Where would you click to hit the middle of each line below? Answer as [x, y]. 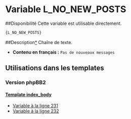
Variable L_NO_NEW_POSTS [66, 9]
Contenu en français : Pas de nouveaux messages [63, 52]
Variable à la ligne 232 [36, 111]
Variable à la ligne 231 [35, 106]
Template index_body [29, 94]
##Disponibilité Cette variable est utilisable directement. [63, 23]
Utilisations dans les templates [55, 68]
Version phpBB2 [26, 83]
